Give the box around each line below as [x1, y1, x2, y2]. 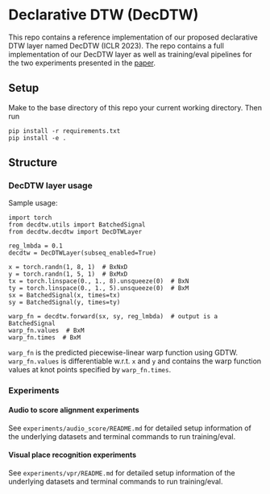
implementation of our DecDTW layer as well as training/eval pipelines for [8, 49, 252, 59]
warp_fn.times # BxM [8, 334, 81, 342]
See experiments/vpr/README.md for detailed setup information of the [8, 467, 235, 477]
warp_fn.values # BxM [8, 326, 85, 335]
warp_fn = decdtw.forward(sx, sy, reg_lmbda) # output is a [8, 313, 218, 321]
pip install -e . [8, 134, 67, 142]
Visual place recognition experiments [8, 450, 137, 460]
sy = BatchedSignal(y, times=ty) [8, 298, 121, 307]
